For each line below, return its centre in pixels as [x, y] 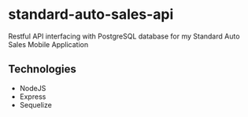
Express [33, 97]
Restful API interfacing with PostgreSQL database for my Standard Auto [124, 36]
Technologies [43, 69]
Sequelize [36, 104]
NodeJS [33, 88]
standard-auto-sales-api [91, 15]
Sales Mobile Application [48, 44]
